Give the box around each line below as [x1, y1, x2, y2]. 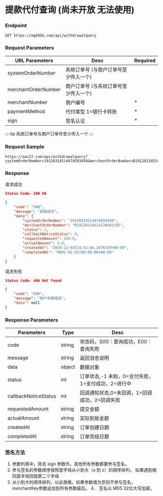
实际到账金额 [80, 415, 109, 422]
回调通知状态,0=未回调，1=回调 [80, 389, 152, 396]
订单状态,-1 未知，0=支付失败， [80, 373, 154, 380]
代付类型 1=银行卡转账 [65, 108, 117, 115]
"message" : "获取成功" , [14, 209, 59, 214]
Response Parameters [5, 316, 58, 323]
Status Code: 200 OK [5, 191, 47, 196]
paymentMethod [7, 108, 45, 114]
